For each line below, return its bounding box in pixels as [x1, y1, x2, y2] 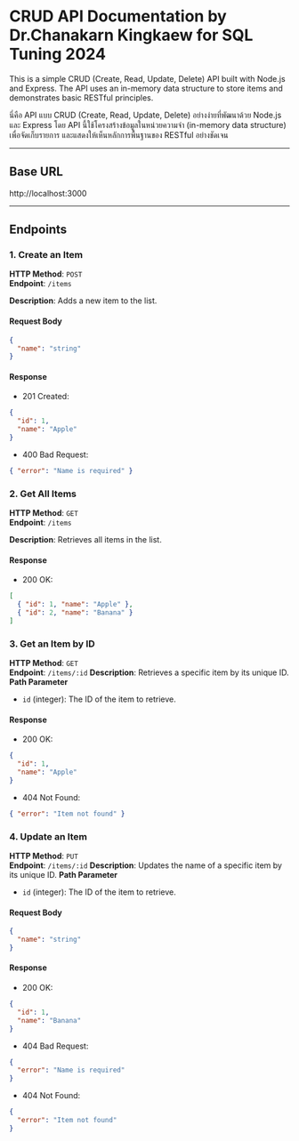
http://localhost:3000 [9, 188, 87, 198]
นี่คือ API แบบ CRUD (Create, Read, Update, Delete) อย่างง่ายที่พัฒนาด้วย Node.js [9, 109, 282, 120]
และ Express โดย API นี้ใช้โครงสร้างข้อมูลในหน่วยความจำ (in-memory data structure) [9, 119, 287, 130]
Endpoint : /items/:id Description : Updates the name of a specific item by [9, 860, 283, 871]
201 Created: [21, 391, 69, 402]
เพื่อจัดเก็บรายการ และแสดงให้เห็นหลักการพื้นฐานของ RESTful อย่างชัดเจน [9, 129, 229, 140]
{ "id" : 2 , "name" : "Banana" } [17, 608, 133, 617]
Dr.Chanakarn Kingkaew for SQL [9, 25, 254, 45]
